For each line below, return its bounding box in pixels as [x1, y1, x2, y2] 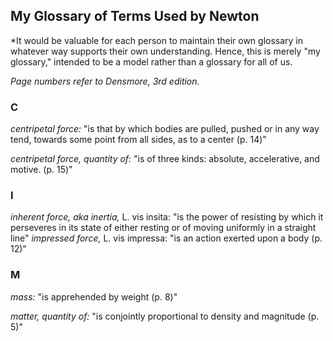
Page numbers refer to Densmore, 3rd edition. [10, 75, 200, 87]
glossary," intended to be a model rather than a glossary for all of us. [10, 55, 293, 68]
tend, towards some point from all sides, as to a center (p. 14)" [10, 134, 267, 146]
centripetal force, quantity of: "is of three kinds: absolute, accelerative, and [10, 153, 320, 165]
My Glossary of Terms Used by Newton [10, 8, 260, 25]
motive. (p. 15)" [10, 164, 73, 176]
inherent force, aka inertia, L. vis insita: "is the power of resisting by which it [10, 211, 324, 223]
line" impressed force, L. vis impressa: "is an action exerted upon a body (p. [10, 232, 323, 244]
